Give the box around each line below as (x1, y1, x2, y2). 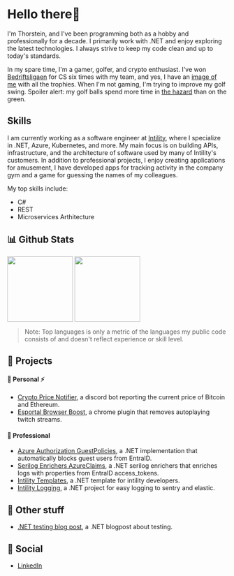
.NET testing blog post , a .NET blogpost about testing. (17, 523, 173, 531)
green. (7, 94, 27, 103)
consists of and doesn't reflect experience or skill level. (24, 334, 184, 343)
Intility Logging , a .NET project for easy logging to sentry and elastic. (17, 484, 215, 492)
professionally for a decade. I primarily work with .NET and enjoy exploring (7, 36, 222, 45)
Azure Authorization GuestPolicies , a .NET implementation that (17, 447, 198, 455)
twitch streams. (17, 415, 62, 424)
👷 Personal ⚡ (7, 375, 45, 383)
